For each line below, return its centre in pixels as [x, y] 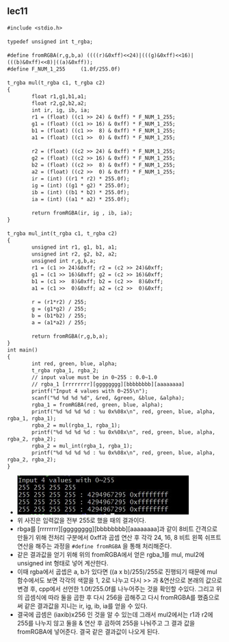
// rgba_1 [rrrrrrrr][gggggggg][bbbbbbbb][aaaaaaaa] [108, 384]
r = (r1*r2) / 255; [59, 302]
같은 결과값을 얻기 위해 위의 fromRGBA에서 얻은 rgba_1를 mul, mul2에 [111, 554]
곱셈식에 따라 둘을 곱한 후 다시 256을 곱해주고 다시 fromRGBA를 [110, 597]
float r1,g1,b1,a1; [59, 96]
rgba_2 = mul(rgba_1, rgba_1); [76, 425]
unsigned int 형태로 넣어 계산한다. [63, 563]
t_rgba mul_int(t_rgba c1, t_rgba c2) [62, 233]
